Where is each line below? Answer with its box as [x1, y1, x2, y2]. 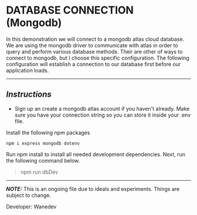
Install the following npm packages [6, 129, 90, 136]
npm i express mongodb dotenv [6, 140, 80, 146]
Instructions [6, 90, 52, 100]
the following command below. [6, 157, 80, 164]
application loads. [6, 67, 49, 74]
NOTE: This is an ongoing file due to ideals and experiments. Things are [6, 185, 180, 192]
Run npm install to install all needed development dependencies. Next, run [6, 151, 186, 158]
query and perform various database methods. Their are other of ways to [6, 48, 183, 55]
